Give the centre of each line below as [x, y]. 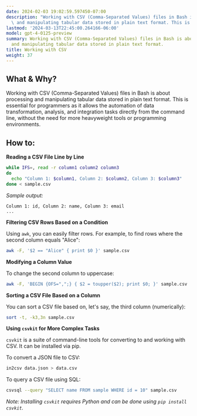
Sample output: [25, 195]
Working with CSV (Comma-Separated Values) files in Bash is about [88, 93]
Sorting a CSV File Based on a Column [53, 295]
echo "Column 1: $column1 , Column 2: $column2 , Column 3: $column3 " [97, 179]
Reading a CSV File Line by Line [45, 157]
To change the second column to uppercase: [60, 273]
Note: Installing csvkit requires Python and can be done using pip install [96, 402]
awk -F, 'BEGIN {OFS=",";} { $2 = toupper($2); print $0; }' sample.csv [97, 284]
